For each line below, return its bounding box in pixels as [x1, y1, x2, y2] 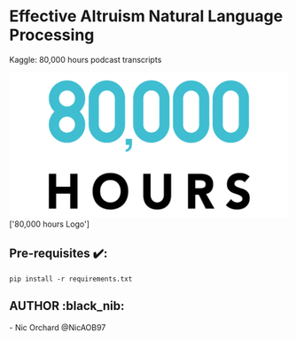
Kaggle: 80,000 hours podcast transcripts [9, 54, 162, 65]
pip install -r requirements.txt [9, 274, 133, 284]
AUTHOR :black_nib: [9, 298, 125, 313]
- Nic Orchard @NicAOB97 [9, 321, 106, 333]
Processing [9, 25, 95, 45]
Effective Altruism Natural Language [9, 6, 284, 27]
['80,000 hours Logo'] [9, 219, 90, 229]
